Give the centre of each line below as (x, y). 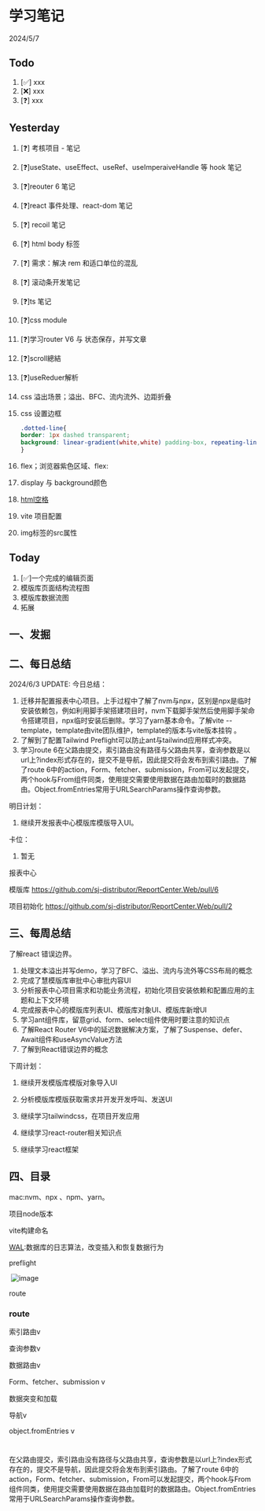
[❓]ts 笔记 (36, 301)
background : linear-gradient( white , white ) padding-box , (114, 443)
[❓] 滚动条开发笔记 (50, 282)
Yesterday (35, 128)
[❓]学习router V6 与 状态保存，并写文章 (83, 339)
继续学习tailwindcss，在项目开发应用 (80, 1116)
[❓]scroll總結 (40, 358)
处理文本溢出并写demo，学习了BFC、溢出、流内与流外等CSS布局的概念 (136, 970)
